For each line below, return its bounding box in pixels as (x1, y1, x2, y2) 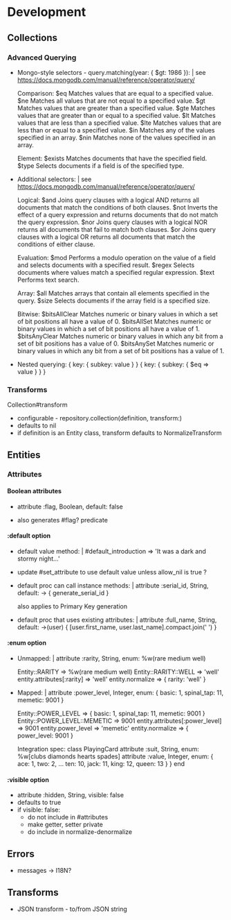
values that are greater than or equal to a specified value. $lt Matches (17, 111, 216, 119)
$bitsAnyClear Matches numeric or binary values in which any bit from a (17, 332, 223, 340)
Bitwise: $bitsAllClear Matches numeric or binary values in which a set (17, 309, 218, 318)
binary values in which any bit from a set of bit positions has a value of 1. (17, 346, 225, 355)
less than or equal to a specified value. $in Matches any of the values (17, 126, 215, 134)
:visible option (7, 775, 50, 784)
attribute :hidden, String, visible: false (17, 791, 124, 799)
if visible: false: (17, 806, 61, 814)
